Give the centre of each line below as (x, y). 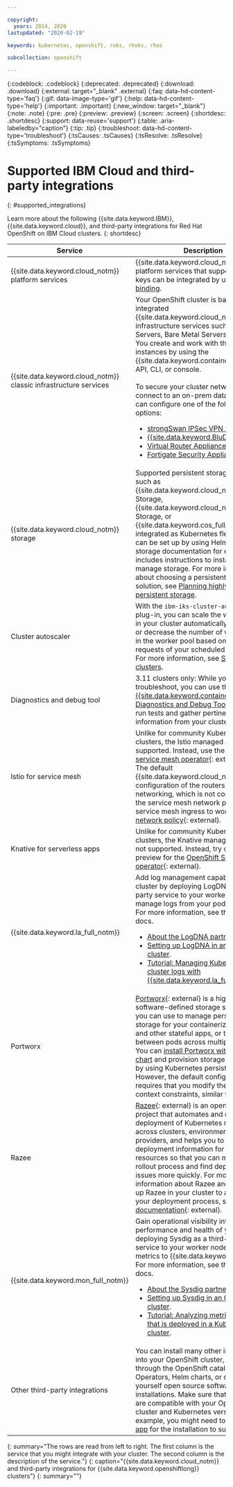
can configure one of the (175, 404)
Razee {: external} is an (172, 1106)
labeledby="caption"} (38, 128)
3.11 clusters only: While (176, 678)
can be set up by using (172, 542)
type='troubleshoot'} (37, 136)
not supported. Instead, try (179, 849)
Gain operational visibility (176, 1221)
